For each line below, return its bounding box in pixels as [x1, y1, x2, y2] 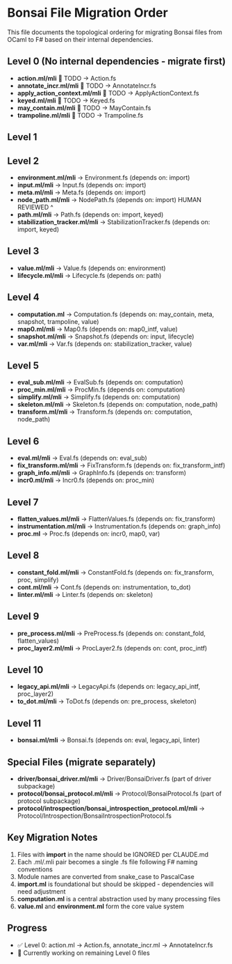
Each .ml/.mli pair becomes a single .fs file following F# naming [17, 857, 198, 866]
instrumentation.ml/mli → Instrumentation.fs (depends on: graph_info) [17, 522, 221, 531]
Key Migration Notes [7, 832, 98, 843]
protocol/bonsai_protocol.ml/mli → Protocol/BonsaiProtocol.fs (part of [17, 789, 222, 798]
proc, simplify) [17, 575, 59, 584]
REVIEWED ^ [17, 203, 53, 211]
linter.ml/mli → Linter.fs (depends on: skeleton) [17, 590, 154, 598]
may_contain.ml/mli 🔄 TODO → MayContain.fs [17, 103, 151, 112]
